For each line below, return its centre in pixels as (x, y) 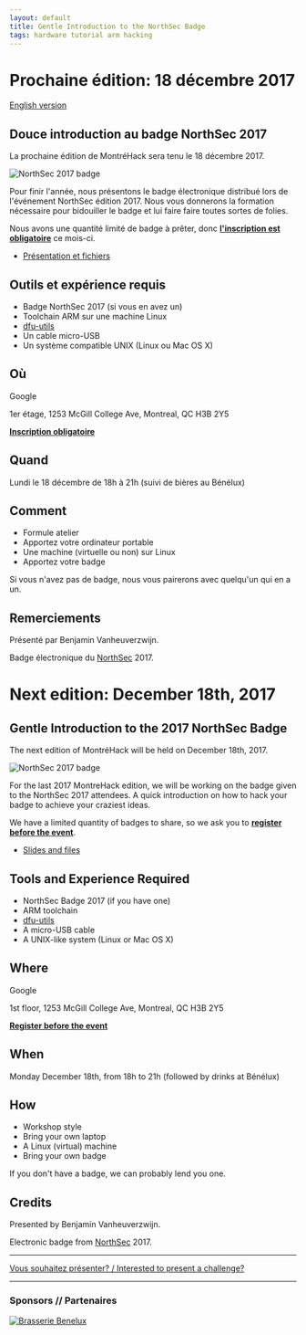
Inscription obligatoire (52, 431)
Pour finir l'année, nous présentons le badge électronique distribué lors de (149, 192)
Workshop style (52, 1127)
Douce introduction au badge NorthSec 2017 (138, 134)
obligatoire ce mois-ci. (52, 238)
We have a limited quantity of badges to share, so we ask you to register (146, 823)
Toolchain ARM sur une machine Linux (95, 316)
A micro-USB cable (59, 930)
